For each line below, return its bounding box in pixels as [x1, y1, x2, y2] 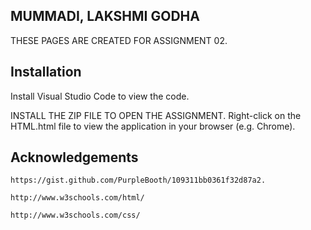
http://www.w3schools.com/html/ [10, 193, 145, 203]
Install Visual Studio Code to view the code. [10, 90, 190, 102]
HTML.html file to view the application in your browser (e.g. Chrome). [10, 120, 296, 132]
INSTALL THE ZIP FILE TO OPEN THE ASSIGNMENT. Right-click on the [10, 109, 302, 121]
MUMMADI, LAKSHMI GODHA [10, 8, 200, 25]
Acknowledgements [10, 149, 139, 166]
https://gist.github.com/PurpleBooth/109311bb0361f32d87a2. [10, 175, 267, 186]
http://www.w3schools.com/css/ [10, 210, 141, 221]
